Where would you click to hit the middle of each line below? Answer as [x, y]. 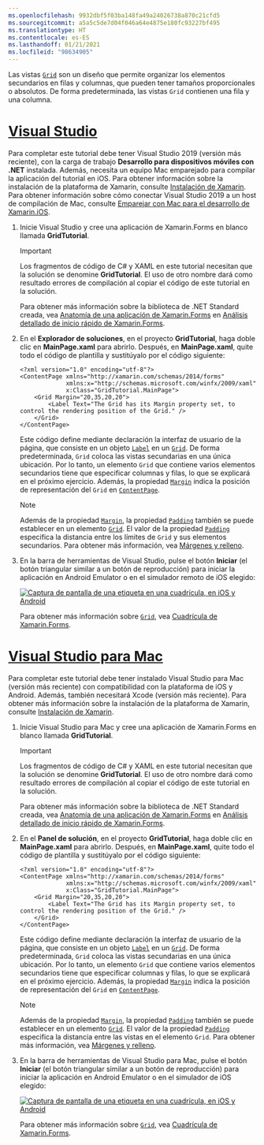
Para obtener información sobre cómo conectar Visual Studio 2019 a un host [132, 195]
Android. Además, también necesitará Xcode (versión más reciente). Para [127, 695]
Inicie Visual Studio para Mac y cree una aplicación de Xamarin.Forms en [138, 727]
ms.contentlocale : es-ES [49, 37]
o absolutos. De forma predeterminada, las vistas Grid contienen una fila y [129, 91]
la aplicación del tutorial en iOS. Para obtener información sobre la [115, 178]
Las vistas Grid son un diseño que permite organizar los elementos [117, 74]
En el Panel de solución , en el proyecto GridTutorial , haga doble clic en [136, 838]
